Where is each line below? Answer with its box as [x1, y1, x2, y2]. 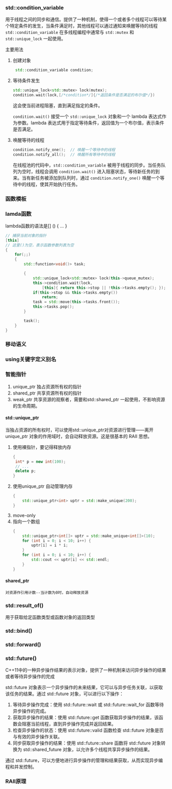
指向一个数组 [12, 518, 40, 524]
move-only [12, 512, 36, 518]
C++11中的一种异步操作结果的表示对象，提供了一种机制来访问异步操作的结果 [5, 667, 166, 673]
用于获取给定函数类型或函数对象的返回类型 [5, 614, 95, 620]
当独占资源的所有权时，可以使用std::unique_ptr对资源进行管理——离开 [5, 427, 154, 433]
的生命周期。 [12, 403, 40, 409]
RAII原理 [5, 778, 27, 785]
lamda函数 [5, 210, 32, 217]
